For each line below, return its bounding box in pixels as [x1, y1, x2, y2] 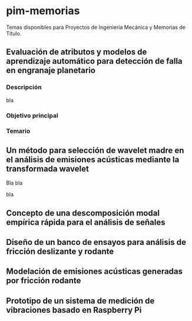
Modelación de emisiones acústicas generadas [6, 267, 183, 277]
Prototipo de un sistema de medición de [6, 296, 155, 306]
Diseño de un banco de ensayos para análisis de [6, 237, 187, 247]
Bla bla [6, 179, 23, 186]
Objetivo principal [6, 111, 59, 119]
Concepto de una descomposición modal [6, 208, 160, 218]
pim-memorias [6, 4, 80, 18]
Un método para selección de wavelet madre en [6, 145, 184, 155]
